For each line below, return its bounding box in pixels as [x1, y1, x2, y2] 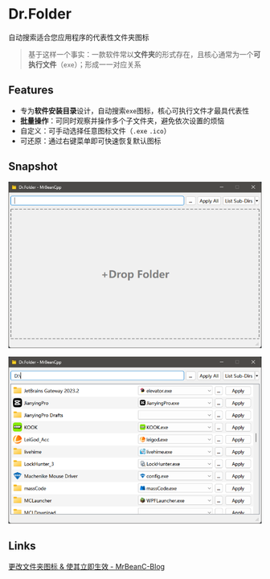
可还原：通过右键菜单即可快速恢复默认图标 [19, 136, 162, 146]
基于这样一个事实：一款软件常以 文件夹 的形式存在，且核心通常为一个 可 [27, 49, 261, 59]
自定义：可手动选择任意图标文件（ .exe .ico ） [19, 125, 171, 135]
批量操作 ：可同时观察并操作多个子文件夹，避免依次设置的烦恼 [19, 116, 225, 125]
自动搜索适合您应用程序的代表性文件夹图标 [8, 32, 149, 42]
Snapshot [8, 160, 58, 174]
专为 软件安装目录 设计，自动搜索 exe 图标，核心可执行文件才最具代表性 [19, 105, 250, 115]
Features [8, 84, 54, 97]
